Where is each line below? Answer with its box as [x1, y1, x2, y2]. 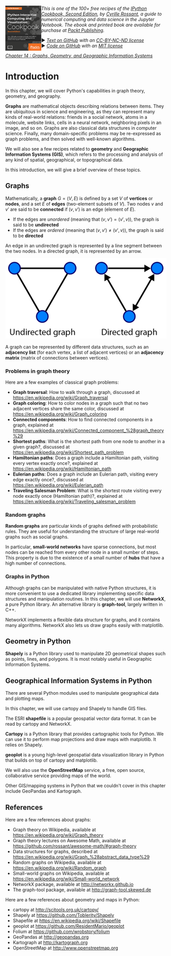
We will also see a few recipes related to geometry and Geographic [5, 146, 148, 152]
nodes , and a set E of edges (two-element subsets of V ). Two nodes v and [5, 201, 163, 207]
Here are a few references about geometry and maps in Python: [5, 897, 140, 903]
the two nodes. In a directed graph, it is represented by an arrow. [5, 248, 142, 254]
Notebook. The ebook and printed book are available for [41, 22, 161, 28]
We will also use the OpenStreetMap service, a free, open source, [5, 767, 145, 773]
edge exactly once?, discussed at [12, 477, 83, 483]
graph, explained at [12, 422, 54, 428]
